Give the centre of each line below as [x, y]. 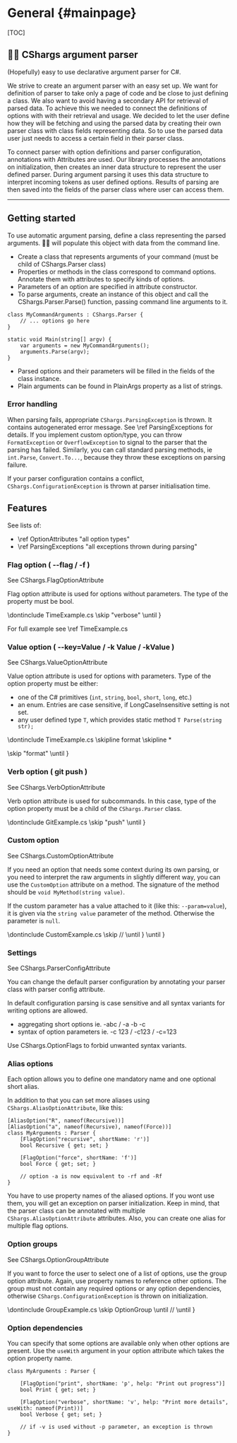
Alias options [30, 1064]
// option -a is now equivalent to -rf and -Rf [91, 1176]
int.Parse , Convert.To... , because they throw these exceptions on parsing [116, 457]
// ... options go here [55, 321]
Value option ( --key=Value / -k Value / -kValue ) [91, 647]
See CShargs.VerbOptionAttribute [56, 787]
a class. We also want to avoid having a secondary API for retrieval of [108, 100]
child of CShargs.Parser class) [62, 264]
